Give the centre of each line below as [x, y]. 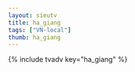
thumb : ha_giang [34, 37]
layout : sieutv [33, 15]
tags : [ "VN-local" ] [40, 30]
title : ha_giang [34, 23]
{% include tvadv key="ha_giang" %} [68, 59]
